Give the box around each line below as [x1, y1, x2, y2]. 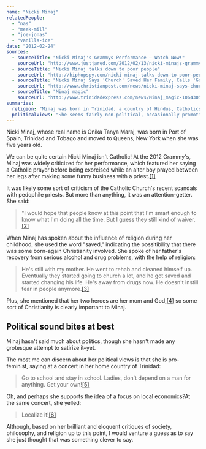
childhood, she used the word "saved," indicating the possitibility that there [6, 241, 196, 248]
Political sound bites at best [6, 321, 115, 331]
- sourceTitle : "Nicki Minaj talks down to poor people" [12, 66, 161, 72]
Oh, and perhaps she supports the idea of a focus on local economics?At [6, 393, 191, 400]
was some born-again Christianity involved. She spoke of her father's [6, 247, 182, 255]
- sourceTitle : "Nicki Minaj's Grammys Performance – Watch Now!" [12, 55, 185, 61]
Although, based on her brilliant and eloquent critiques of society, [6, 423, 172, 431]
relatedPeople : [6, 15, 45, 21]
